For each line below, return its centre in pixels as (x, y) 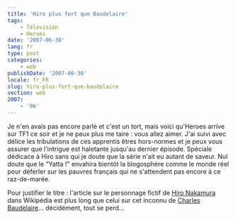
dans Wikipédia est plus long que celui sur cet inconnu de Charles (104, 200)
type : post (23, 54)
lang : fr (20, 47)
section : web (27, 93)
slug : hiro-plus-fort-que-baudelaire (63, 86)
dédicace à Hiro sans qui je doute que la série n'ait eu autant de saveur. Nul (118, 156)
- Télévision (39, 27)
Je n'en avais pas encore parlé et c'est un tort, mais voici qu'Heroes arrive (116, 126)
